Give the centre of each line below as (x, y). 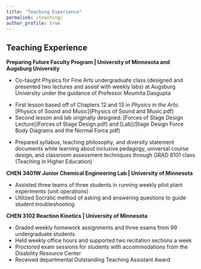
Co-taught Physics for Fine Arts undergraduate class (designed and (99, 80)
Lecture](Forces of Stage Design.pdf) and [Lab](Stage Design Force (99, 124)
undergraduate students (45, 234)
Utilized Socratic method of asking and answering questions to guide (100, 198)
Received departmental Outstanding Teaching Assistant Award (92, 260)
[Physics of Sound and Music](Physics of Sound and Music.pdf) (94, 111)
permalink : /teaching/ (35, 18)
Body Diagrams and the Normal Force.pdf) (67, 131)
